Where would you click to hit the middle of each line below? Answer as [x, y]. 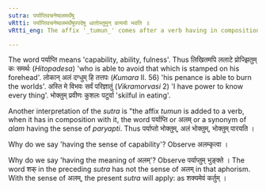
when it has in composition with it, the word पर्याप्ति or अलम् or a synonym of [127, 120]
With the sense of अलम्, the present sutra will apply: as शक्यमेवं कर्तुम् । [118, 178]
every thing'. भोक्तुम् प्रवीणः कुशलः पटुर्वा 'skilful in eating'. [89, 95]
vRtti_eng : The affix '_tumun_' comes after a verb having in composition [134, 30]
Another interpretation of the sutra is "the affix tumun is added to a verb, [126, 111]
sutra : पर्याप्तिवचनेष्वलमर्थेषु [42, 15]
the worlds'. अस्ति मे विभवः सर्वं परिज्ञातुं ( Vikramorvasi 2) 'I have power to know [126, 86]
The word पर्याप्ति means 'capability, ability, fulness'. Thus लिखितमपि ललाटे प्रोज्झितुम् [133, 59]
